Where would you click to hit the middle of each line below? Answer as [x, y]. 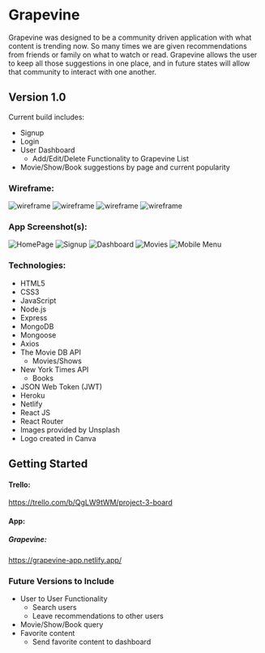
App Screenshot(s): [48, 226]
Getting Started [48, 464]
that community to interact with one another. [82, 71]
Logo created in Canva [58, 438]
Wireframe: [32, 188]
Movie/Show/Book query [62, 625]
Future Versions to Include [62, 581]
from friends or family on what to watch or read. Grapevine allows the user [133, 54]
